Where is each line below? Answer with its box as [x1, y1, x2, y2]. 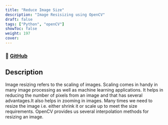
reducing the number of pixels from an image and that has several [5, 92, 143, 98]
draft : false [5, 17, 33, 22]
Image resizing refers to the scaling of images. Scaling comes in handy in [5, 81, 158, 88]
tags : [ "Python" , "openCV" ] [5, 21, 65, 27]
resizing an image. [5, 113, 44, 119]
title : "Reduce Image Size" [5, 7, 65, 13]
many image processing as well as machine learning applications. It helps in [5, 87, 163, 93]
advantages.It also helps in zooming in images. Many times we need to [5, 97, 153, 104]
